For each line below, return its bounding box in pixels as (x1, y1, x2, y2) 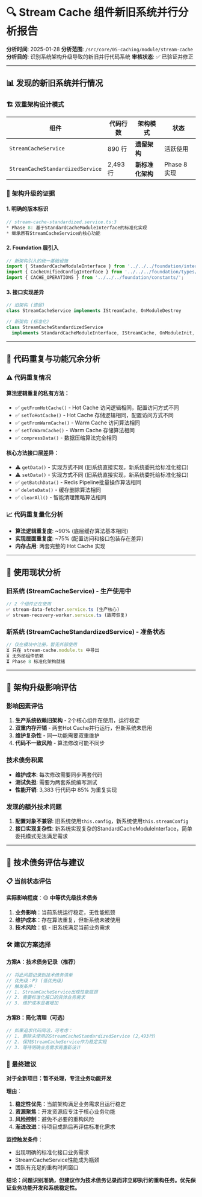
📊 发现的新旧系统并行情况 (6, 78, 103, 88)
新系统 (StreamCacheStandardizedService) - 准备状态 (6, 627, 165, 636)
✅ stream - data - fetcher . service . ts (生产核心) (6, 607, 120, 613)
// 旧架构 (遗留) (6, 302, 45, 308)
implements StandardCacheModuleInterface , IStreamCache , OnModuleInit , (11, 330, 195, 336)
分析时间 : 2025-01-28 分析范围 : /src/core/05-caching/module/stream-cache (6, 45, 194, 53)
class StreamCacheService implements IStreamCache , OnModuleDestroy (6, 308, 182, 314)
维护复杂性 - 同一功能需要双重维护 (14, 732, 100, 739)
